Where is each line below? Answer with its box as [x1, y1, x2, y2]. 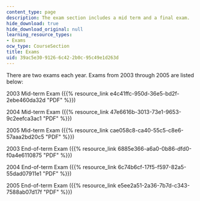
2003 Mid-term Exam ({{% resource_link [6, 89, 109, 97]
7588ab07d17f [6, 188, 42, 195]
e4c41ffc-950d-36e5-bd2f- [109, 89, 180, 97]
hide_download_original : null [6, 26, 84, 32]
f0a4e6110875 [6, 151, 42, 159]
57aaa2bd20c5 [6, 133, 45, 140]
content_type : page [6, 9, 56, 15]
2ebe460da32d [6, 96, 46, 104]
